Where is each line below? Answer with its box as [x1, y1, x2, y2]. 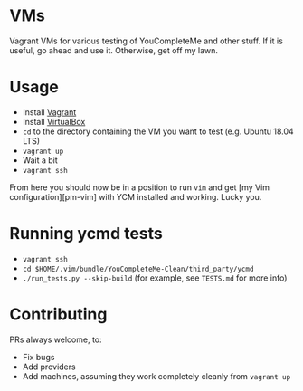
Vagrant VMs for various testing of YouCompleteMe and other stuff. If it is [9, 35, 283, 46]
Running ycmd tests [9, 224, 163, 244]
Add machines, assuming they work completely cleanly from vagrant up [22, 370, 291, 381]
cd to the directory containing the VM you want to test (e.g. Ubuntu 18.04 [22, 126, 294, 137]
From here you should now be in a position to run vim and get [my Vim [9, 182, 270, 193]
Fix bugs [22, 351, 55, 362]
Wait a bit [22, 155, 58, 166]
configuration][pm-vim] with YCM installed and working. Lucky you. [9, 191, 262, 202]
